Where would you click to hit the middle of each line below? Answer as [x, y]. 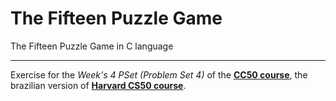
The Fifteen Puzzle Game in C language [92, 46]
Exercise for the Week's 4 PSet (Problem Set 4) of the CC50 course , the [159, 74]
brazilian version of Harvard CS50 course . [98, 85]
